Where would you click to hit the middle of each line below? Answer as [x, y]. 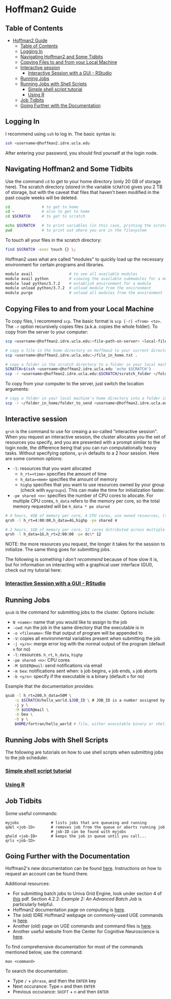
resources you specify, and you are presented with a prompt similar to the [83, 442]
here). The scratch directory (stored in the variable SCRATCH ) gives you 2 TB [84, 187]
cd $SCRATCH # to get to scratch [45, 216]
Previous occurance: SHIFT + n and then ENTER [61, 992]
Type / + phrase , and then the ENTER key [54, 981]
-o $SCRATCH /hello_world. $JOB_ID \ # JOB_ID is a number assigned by [90, 700]
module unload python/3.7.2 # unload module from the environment [78, 288]
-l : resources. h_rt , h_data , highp [48, 655]
